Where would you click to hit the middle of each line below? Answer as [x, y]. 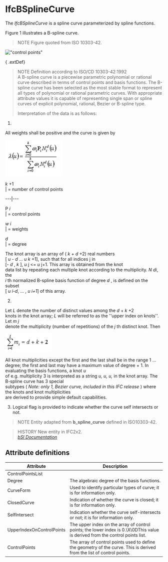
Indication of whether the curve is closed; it [114, 500]
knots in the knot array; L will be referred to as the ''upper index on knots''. [82, 316]
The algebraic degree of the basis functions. [115, 480]
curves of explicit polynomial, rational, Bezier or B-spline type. [81, 103]
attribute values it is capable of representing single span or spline [85, 98]
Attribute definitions [37, 453]
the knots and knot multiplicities [38, 392]
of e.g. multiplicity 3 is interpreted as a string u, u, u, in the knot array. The [81, 376]
